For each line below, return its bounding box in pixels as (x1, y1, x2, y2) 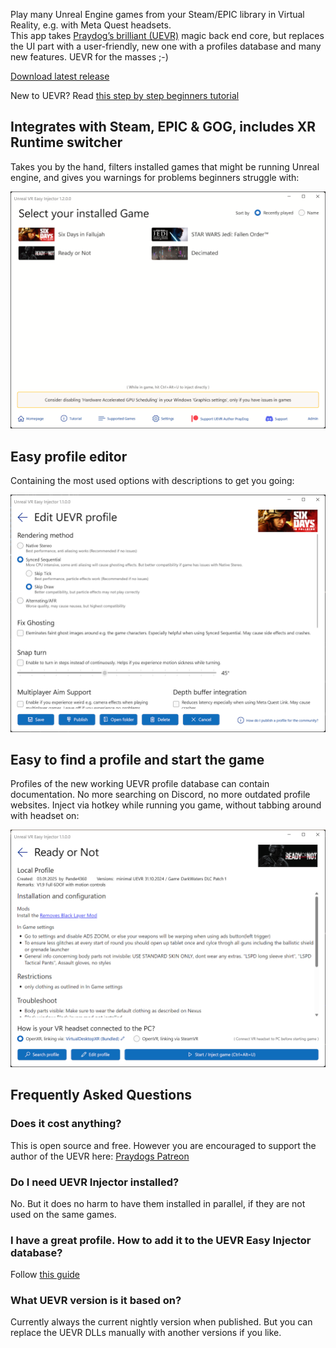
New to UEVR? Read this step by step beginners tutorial (10, 90, 240, 101)
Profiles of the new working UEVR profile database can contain (10, 778, 270, 790)
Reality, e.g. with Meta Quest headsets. (10, 19, 172, 31)
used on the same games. (10, 1208, 117, 1220)
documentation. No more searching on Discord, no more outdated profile (10, 789, 311, 801)
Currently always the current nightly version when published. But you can (10, 1316, 313, 1328)
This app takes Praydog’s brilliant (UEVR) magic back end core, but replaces (10, 30, 325, 41)
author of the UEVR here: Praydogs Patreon (10, 1150, 190, 1162)
